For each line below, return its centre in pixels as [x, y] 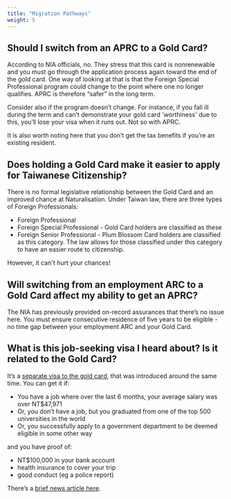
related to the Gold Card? [62, 359]
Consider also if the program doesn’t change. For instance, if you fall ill [108, 107]
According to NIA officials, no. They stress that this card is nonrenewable [111, 65]
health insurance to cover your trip [66, 467]
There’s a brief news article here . [54, 488]
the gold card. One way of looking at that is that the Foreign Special [103, 79]
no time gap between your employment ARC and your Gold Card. [100, 326]
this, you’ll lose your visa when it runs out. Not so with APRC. [94, 122]
